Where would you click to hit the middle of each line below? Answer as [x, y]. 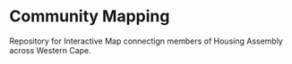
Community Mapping [90, 16]
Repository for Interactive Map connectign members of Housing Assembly [146, 41]
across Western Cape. [50, 50]
